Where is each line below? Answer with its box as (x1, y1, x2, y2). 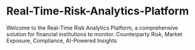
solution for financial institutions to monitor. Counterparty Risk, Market (6, 30, 183, 37)
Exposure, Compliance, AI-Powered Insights (6, 37, 117, 44)
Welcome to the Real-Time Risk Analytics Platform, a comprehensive (6, 24, 179, 31)
